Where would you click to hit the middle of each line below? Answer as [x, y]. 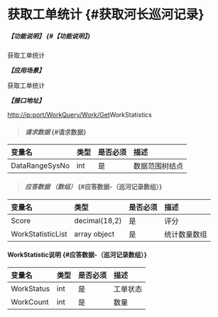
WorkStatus [31, 289]
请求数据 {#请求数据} [55, 131]
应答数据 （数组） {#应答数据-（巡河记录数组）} [93, 186]
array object [94, 234]
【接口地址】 [26, 101]
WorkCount [30, 301]
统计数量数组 [186, 234]
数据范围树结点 [159, 166]
